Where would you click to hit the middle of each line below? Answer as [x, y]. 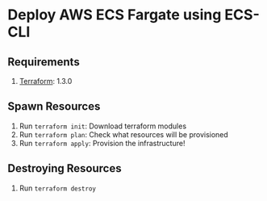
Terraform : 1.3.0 [46, 81]
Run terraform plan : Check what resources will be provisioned [124, 134]
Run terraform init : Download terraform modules [103, 126]
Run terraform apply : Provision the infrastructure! [102, 143]
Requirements [44, 62]
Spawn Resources [54, 107]
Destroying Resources [65, 168]
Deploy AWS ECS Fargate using [115, 15]
